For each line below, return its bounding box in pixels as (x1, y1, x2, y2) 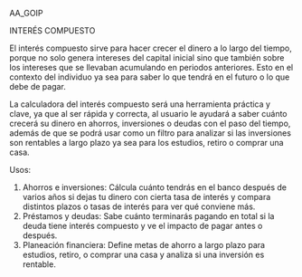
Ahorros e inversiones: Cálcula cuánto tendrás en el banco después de (22, 182, 288, 193)
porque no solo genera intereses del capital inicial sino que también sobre (9, 53, 285, 62)
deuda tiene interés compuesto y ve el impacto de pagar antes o (22, 221, 263, 231)
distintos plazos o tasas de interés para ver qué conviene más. (22, 201, 256, 212)
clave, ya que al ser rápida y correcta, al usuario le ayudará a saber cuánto (9, 109, 288, 119)
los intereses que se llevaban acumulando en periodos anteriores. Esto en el (9, 62, 294, 72)
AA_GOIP (9, 8, 43, 18)
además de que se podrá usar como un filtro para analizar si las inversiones (9, 128, 292, 138)
